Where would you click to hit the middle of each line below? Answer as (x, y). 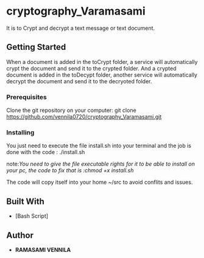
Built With (25, 201)
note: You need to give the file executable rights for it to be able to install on (101, 164)
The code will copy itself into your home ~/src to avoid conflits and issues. (100, 182)
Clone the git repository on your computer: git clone (72, 110)
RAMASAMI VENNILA (43, 249)
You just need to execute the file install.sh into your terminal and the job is (99, 146)
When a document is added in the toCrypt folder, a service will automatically (102, 61)
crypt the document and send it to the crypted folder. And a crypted (91, 68)
